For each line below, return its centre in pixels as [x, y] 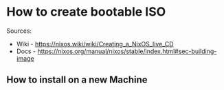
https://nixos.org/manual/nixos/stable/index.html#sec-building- [127, 51]
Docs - [26, 51]
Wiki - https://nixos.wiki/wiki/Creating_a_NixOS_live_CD [95, 44]
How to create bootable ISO [86, 12]
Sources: [19, 31]
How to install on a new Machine [77, 80]
